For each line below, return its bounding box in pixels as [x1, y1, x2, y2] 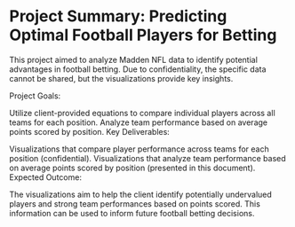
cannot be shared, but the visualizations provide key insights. [9, 73, 234, 83]
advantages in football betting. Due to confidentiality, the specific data [9, 64, 267, 74]
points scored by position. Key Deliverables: [9, 126, 171, 137]
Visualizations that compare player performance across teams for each [9, 144, 269, 154]
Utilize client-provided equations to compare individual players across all [9, 107, 275, 118]
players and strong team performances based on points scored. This [9, 198, 260, 209]
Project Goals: [9, 90, 61, 101]
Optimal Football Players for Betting [9, 25, 277, 45]
